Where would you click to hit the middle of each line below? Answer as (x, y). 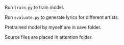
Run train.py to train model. (34, 7)
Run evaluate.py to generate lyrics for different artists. (62, 17)
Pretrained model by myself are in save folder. (53, 27)
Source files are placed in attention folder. (49, 37)
